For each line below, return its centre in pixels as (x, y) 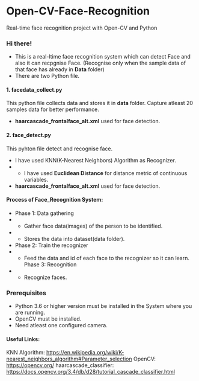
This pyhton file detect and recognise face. (60, 149)
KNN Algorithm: (26, 353)
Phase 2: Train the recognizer (51, 245)
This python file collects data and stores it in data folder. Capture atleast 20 (100, 103)
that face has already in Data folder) (60, 69)
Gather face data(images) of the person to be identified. (93, 226)
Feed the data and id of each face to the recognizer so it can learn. (106, 258)
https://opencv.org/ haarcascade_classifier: (60, 365)
